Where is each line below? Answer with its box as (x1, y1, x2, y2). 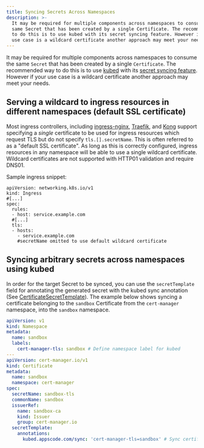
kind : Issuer (17, 413, 50, 419)
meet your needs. (6, 80, 50, 87)
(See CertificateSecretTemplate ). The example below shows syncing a (6, 293, 182, 300)
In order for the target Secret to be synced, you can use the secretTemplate (6, 280, 195, 287)
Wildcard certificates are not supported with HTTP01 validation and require (6, 155, 194, 162)
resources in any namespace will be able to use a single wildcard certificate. (6, 148, 197, 155)
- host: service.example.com (12, 211, 86, 217)
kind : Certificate (6, 362, 53, 369)
